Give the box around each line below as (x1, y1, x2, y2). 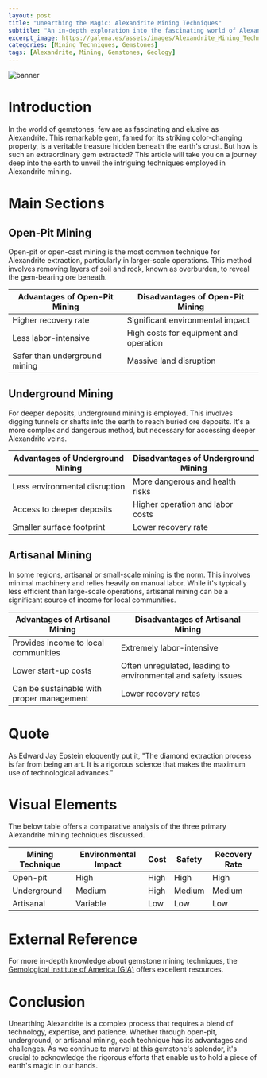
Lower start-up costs (12, 665, 92, 676)
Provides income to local (12, 637, 105, 648)
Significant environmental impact (126, 315, 250, 326)
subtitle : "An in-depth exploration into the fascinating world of (8, 26, 237, 34)
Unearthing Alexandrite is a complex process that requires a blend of (8, 1018, 234, 1029)
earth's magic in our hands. (8, 1061, 98, 1071)
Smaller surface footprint (12, 521, 106, 532)
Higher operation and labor (132, 498, 234, 509)
